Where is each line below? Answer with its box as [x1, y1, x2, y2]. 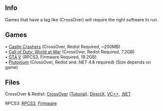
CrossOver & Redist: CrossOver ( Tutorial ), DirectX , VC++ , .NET [5, 91, 131, 97]
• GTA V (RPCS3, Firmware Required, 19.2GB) [5, 54, 97, 60]
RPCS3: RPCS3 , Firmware [5, 100, 57, 106]
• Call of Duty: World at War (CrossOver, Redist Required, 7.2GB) [5, 48, 135, 55]
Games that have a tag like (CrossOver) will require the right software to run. [5, 16, 159, 22]
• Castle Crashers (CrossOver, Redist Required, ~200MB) [5, 44, 121, 49]
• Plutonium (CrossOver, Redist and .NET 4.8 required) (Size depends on [5, 59, 151, 65]
